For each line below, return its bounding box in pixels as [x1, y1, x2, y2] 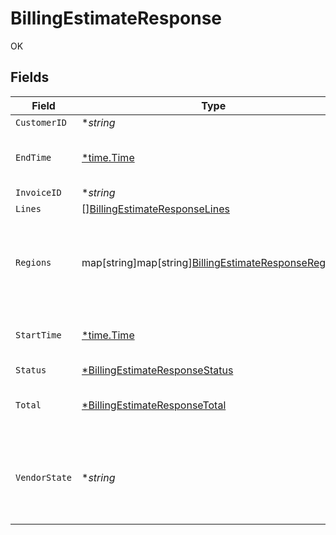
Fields [10, 69, 50, 86]
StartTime [15, 329, 62, 341]
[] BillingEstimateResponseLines [81, 202, 230, 216]
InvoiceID [15, 187, 62, 198]
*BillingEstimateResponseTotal [81, 398, 227, 412]
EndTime [15, 152, 52, 163]
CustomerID [15, 117, 67, 128]
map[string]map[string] [81, 255, 193, 269]
